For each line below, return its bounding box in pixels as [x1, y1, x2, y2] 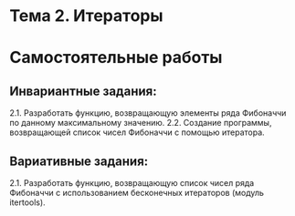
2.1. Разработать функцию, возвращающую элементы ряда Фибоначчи [9, 108, 287, 118]
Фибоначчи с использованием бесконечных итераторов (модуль [9, 188, 265, 198]
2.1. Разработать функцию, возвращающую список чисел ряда [9, 178, 255, 188]
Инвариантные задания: [9, 83, 157, 98]
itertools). [9, 197, 46, 208]
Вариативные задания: [9, 153, 149, 169]
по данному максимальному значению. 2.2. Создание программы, [9, 118, 272, 129]
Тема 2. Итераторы [9, 5, 163, 26]
